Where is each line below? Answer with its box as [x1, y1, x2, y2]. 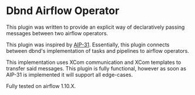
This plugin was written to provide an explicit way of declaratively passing [6, 23, 185, 30]
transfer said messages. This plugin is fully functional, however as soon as [6, 65, 187, 72]
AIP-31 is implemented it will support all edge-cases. [6, 71, 133, 78]
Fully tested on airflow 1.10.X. [6, 82, 76, 89]
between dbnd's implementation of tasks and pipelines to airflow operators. [6, 47, 190, 54]
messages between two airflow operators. [6, 29, 109, 36]
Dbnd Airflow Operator [6, 4, 119, 18]
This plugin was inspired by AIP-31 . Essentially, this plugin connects [6, 41, 170, 48]
